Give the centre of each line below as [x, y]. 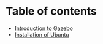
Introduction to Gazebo [44, 28]
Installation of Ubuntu [42, 34]
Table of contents [51, 11]
